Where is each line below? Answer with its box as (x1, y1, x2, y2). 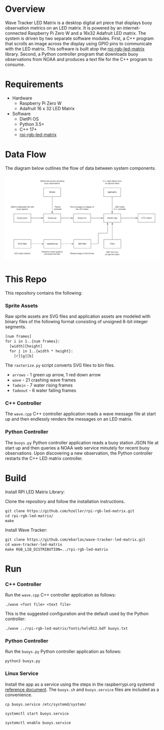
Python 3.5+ (19, 121, 45, 127)
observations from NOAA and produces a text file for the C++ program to (5, 56, 153, 62)
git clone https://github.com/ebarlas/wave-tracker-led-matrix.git (5, 537, 146, 542)
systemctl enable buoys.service (5, 720, 71, 725)
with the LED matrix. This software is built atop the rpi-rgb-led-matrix (5, 46, 145, 52)
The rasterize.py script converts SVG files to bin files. (5, 363, 115, 368)
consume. (5, 61, 25, 67)
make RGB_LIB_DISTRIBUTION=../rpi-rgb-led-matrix (5, 547, 109, 552)
